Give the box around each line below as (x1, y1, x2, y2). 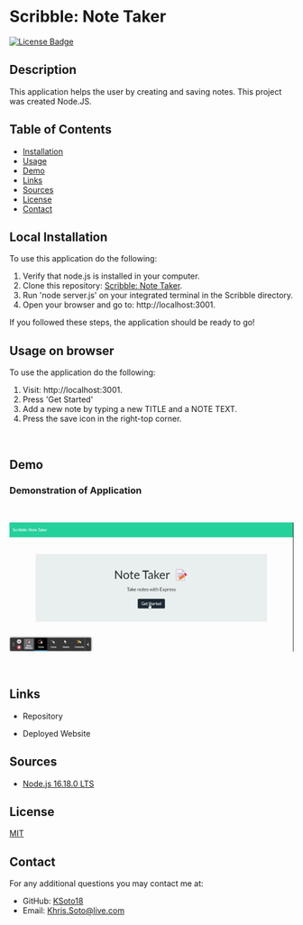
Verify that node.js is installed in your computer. (22, 270, 200, 281)
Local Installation (9, 229, 108, 244)
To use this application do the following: (9, 253, 158, 264)
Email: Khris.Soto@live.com (22, 905, 124, 916)
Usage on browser (9, 343, 115, 358)
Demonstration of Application (9, 484, 142, 497)
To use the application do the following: (9, 367, 156, 378)
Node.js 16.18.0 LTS (22, 778, 95, 789)
